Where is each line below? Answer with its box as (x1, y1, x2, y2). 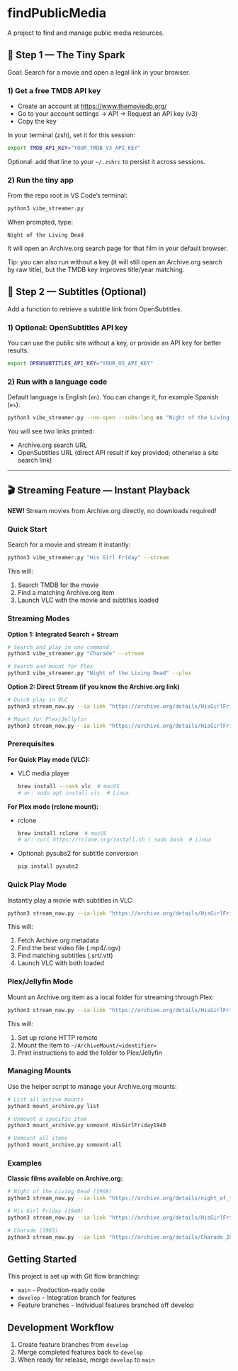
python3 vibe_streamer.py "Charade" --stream (7, 650, 144, 657)
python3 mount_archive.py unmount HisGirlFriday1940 (7, 1122, 166, 1129)
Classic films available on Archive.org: (7, 1174, 123, 1183)
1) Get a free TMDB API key (7, 85, 101, 95)
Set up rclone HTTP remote (17, 1033, 98, 1042)
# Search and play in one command (7, 643, 110, 651)
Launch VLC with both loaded (17, 959, 105, 967)
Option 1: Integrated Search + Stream (7, 630, 119, 638)
